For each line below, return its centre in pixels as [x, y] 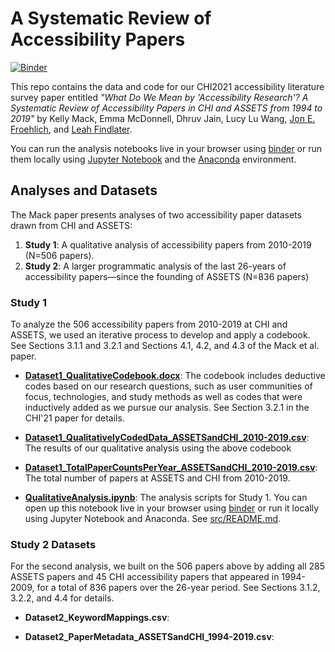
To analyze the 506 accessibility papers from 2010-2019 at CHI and [149, 324]
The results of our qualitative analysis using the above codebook [158, 448]
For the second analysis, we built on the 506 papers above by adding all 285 [167, 566]
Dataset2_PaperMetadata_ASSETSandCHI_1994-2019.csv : [149, 637]
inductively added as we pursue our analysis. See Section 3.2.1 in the [167, 408]
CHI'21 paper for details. [74, 418]
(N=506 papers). [59, 255]
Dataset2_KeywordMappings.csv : [97, 618]
